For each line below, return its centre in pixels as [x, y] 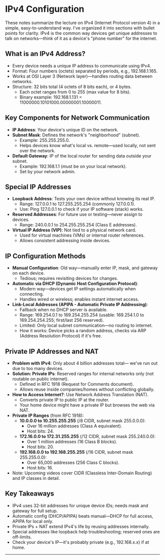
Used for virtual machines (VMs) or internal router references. [82, 235]
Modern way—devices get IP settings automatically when [78, 289]
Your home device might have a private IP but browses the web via [87, 405]
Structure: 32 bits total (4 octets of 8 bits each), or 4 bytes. [72, 87]
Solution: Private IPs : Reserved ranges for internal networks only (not [83, 373]
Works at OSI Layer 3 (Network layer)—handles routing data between [82, 76]
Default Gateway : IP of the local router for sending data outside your [82, 156]
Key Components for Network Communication [77, 118]
